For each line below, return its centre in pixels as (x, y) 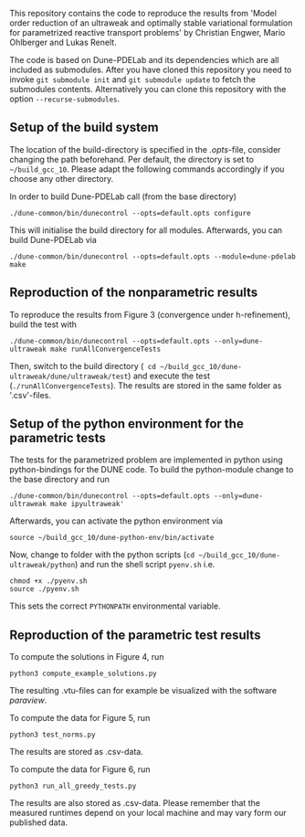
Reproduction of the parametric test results (135, 635)
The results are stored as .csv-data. (76, 752)
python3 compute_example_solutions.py (83, 674)
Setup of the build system (84, 127)
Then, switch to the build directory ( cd (83, 366)
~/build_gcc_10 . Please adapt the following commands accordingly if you (147, 169)
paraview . (28, 700)
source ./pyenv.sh (44, 589)
